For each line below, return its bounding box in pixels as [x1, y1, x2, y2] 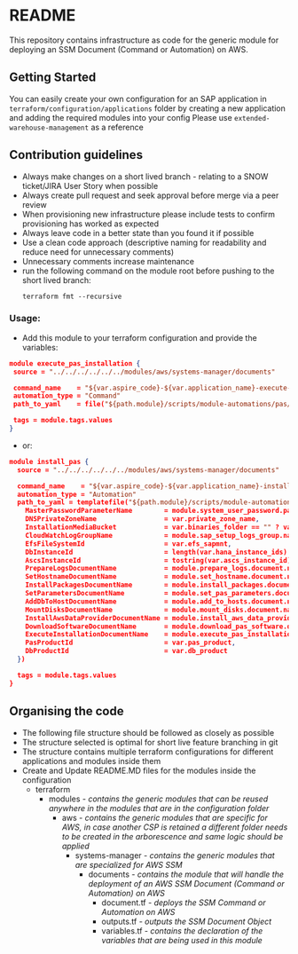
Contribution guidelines [9, 147, 144, 162]
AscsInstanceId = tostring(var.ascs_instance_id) [25, 556, 292, 564]
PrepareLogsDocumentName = [25, 564, 169, 573]
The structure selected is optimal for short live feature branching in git [21, 737, 278, 747]
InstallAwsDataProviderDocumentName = [25, 613, 169, 622]
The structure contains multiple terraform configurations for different [21, 746, 274, 757]
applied [61, 840, 90, 851]
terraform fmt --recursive [21, 292, 122, 301]
